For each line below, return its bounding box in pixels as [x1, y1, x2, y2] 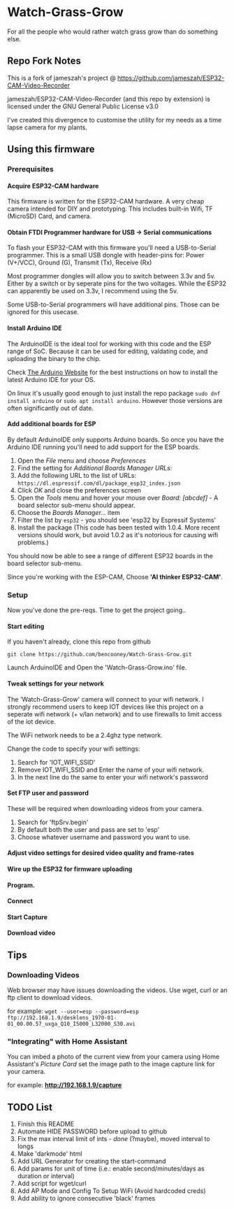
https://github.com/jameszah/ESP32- [117, 73, 225, 82]
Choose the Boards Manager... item [17, 508, 121, 516]
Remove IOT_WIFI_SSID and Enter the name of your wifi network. [17, 765, 205, 774]
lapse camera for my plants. [7, 123, 88, 132]
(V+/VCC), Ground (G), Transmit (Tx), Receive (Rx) [7, 258, 152, 267]
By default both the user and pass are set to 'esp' [17, 825, 160, 833]
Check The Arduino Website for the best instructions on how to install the [7, 368, 219, 376]
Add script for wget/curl [17, 1180, 87, 1188]
